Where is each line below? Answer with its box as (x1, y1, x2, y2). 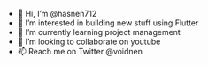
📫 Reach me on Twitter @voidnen (17, 47, 143, 56)
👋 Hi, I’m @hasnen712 (17, 9, 97, 18)
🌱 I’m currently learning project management (17, 27, 181, 37)
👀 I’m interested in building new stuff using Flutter (17, 18, 199, 28)
